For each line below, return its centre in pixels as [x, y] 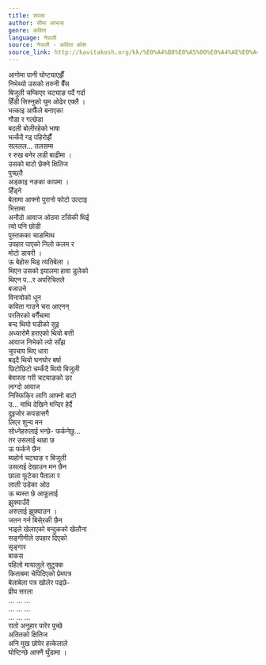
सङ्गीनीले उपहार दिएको [38, 538]
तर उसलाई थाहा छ [31, 440]
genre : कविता [27, 30]
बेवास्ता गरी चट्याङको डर [40, 378]
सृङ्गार [17, 547]
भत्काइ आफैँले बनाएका [36, 110]
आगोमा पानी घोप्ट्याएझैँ [36, 75]
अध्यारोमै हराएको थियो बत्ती [41, 333]
